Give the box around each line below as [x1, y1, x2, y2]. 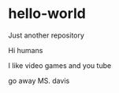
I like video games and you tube [8, 60, 112, 70]
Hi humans [8, 45, 43, 55]
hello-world [8, 5, 87, 23]
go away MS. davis [8, 76, 70, 85]
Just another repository [8, 30, 85, 40]
